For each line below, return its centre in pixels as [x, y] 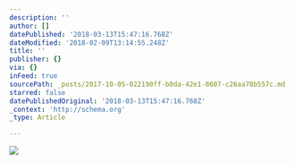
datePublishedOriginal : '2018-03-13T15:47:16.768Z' [107, 101]
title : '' [28, 51]
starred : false [38, 92]
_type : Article [38, 117]
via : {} [24, 68]
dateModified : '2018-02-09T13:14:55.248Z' [89, 43]
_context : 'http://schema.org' [67, 109]
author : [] [29, 26]
